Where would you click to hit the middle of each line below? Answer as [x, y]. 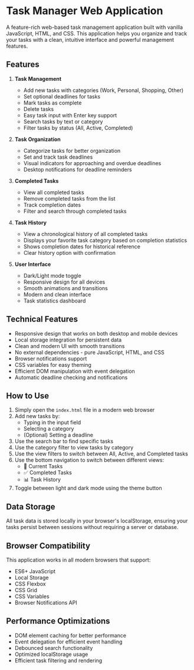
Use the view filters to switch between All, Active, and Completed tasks [101, 454]
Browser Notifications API [46, 602]
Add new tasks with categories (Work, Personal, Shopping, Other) [103, 90]
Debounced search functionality [54, 648]
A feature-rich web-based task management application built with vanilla [95, 27]
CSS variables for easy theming [53, 364]
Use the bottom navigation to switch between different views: [89, 460]
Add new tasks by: [37, 416]
